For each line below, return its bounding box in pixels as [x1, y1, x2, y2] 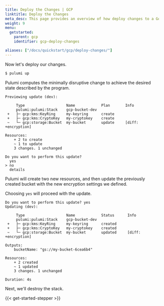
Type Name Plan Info [16, 103, 134, 108]
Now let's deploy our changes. [5, 61, 67, 67]
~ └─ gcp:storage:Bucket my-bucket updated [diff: [7, 230, 141, 235]
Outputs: [5, 243, 23, 248]
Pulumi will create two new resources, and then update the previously [5, 176, 145, 182]
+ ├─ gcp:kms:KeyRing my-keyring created [7, 221, 117, 226]
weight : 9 [5, 21, 25, 26]
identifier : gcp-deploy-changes [14, 39, 80, 44]
